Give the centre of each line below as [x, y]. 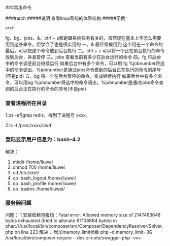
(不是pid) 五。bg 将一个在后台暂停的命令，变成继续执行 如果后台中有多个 [81, 76]
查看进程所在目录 [26, 103]
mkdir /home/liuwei [33, 162]
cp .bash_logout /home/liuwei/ [44, 178]
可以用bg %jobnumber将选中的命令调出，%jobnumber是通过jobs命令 [87, 82]
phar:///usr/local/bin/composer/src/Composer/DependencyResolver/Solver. [84, 226]
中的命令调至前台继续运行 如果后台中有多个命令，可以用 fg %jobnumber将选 [85, 63]
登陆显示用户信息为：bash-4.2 [43, 140]
